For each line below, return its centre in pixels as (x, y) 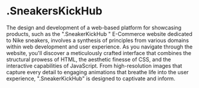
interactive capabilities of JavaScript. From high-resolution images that (94, 66)
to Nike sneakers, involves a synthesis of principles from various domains (98, 40)
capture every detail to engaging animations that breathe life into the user (97, 72)
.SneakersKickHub (54, 11)
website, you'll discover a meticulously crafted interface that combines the (99, 53)
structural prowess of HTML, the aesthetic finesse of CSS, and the (89, 59)
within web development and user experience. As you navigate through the (99, 47)
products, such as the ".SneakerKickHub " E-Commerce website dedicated (99, 34)
